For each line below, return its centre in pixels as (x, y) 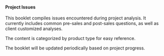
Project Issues (21, 7)
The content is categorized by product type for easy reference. (70, 38)
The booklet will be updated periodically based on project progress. (75, 48)
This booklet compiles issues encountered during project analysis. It (76, 18)
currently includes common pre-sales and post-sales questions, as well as (82, 23)
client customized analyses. (34, 29)
